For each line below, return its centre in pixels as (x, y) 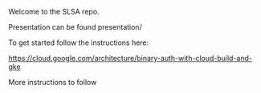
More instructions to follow (53, 82)
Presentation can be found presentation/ (75, 27)
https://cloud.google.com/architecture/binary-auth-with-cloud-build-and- (130, 58)
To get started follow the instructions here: (79, 42)
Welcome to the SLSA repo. (54, 12)
